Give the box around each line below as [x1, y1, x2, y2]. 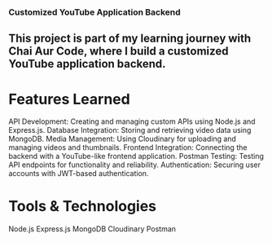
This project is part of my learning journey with [8, 32, 252, 46]
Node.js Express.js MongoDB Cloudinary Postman [8, 224, 177, 234]
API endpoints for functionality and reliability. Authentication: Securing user [8, 160, 261, 169]
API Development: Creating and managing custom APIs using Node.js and [8, 117, 256, 126]
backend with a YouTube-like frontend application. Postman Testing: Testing [8, 152, 265, 161]
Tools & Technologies [8, 197, 157, 216]
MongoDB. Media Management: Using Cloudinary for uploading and [8, 134, 236, 144]
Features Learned [8, 90, 130, 108]
